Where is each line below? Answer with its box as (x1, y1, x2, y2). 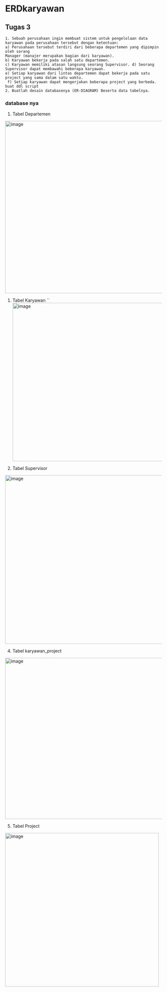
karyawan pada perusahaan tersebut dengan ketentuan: (5, 40, 119, 45)
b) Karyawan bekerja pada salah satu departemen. (5, 58, 110, 63)
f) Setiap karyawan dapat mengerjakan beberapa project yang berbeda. (7, 80, 157, 85)
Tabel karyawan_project (12, 648, 62, 654)
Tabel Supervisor (12, 465, 48, 471)
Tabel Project (12, 823, 40, 829)
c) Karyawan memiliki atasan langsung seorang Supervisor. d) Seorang (5, 62, 155, 67)
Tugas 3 (5, 23, 31, 31)
